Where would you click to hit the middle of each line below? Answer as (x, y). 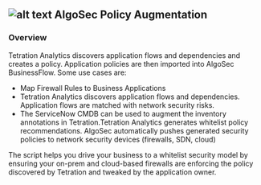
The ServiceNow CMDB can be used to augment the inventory (123, 113)
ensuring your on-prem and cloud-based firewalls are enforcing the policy (131, 163)
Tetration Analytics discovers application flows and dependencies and (124, 55)
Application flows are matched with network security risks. (117, 105)
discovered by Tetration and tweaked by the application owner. (112, 172)
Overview (28, 38)
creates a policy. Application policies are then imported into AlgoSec (121, 64)
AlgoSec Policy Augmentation (131, 15)
